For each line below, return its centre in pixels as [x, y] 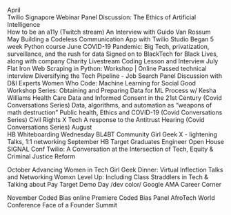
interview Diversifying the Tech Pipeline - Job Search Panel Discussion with [115, 76]
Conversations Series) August [50, 127]
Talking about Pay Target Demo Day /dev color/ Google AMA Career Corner [114, 184]
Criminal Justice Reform [41, 156]
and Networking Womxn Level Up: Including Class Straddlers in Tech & [108, 177]
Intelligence [23, 24]
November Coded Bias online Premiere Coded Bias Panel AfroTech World [111, 198]
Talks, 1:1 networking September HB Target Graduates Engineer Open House [116, 142]
